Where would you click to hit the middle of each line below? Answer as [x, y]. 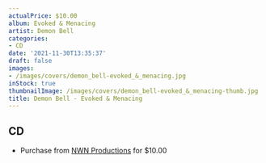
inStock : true [32, 83]
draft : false [30, 61]
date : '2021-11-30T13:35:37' [57, 53]
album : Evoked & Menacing [52, 23]
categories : [28, 38]
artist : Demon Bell [41, 31]
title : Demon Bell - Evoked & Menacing [76, 98]
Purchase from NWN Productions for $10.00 [93, 151]
